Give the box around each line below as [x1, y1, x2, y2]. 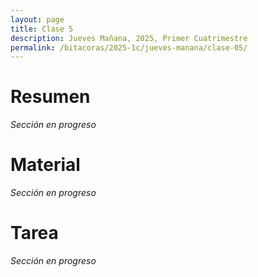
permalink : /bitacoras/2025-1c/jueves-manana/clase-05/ [10, 42, 248, 53]
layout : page [10, 14, 65, 25]
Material [10, 154, 81, 176]
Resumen [10, 86, 91, 108]
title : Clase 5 [10, 24, 74, 34]
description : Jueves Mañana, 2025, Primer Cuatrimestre [10, 33, 248, 43]
